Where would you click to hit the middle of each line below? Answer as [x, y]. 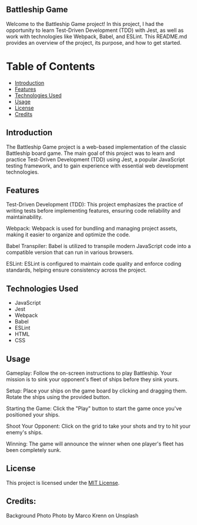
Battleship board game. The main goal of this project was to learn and [91, 153]
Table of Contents [51, 67]
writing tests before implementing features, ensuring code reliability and [94, 211]
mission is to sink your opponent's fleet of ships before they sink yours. [93, 379]
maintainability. [24, 217]
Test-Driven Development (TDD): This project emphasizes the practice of [95, 204]
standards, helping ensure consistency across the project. [76, 270]
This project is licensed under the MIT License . [63, 483]
